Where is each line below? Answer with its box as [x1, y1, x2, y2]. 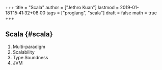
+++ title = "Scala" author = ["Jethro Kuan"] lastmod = [5, 5, 119, 10]
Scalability [12, 49, 35, 55]
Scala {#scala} [5, 30, 53, 39]
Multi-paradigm [12, 43, 46, 50]
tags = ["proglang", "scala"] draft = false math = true [46, 10, 157, 16]
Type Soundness [12, 54, 48, 60]
